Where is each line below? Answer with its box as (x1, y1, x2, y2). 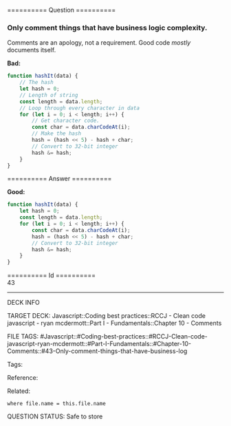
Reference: (7, 374, 38, 382)
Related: (7, 387, 31, 395)
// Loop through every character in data (19, 105, 140, 111)
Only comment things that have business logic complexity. (7, 23, 208, 32)
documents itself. (7, 46, 56, 54)
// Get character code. (32, 117, 100, 125)
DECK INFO (7, 299, 40, 307)
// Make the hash (32, 130, 81, 137)
